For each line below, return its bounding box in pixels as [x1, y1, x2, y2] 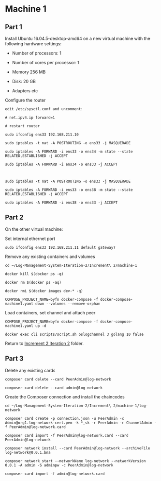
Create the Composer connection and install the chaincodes [5, 394, 125, 399]
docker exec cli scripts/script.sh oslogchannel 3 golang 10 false [5, 332, 144, 337]
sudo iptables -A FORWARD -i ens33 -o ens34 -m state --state [5, 149, 133, 154]
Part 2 [5, 213, 24, 222]
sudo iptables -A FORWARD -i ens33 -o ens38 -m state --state [5, 188, 133, 192]
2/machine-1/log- [113, 403, 148, 408]
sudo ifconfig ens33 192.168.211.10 [5, 132, 79, 137]
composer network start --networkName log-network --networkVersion [5, 458, 146, 464]
